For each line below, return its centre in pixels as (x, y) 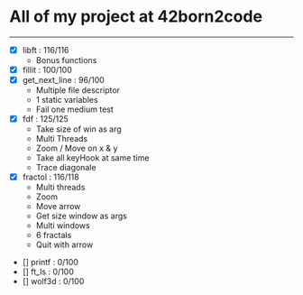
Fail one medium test (75, 109)
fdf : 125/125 (46, 119)
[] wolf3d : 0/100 (53, 281)
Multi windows (63, 226)
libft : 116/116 (46, 50)
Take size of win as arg (78, 129)
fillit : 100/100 (47, 70)
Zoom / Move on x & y (77, 148)
